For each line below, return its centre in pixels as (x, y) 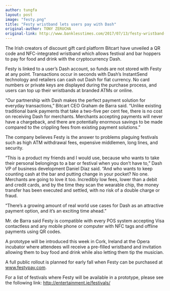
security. (14, 148)
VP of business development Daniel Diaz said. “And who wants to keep (79, 169)
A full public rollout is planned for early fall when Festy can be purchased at (84, 262)
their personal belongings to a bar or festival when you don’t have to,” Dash (84, 163)
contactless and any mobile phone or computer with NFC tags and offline (82, 226)
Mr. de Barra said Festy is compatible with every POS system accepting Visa (85, 221)
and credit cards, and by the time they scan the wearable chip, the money (82, 185)
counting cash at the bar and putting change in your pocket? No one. (77, 174)
